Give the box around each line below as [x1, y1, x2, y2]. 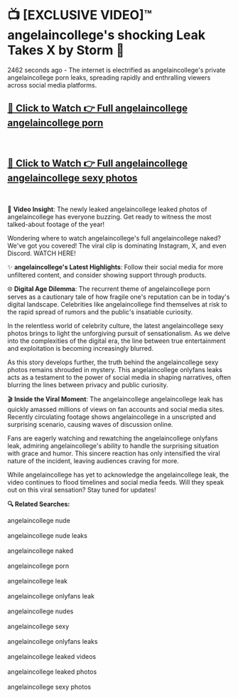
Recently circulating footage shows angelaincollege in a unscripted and [7, 412, 217, 421]
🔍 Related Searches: [7, 499, 70, 508]
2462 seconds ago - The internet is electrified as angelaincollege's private [7, 65, 226, 74]
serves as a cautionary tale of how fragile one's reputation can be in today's [7, 292, 230, 301]
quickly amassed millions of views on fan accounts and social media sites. [7, 405, 225, 413]
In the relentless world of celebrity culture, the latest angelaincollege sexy [7, 321, 224, 329]
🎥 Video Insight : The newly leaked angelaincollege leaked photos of [7, 205, 207, 213]
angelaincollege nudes [7, 607, 74, 615]
